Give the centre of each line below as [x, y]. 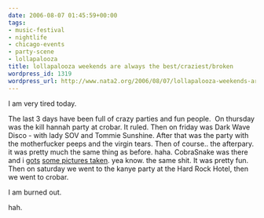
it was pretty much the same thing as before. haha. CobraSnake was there [128, 152]
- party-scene [31, 52]
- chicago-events [37, 45]
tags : [17, 23]
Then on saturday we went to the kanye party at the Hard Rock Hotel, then [128, 169]
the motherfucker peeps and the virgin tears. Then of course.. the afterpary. [131, 144]
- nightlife [27, 37]
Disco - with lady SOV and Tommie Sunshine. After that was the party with [128, 135]
